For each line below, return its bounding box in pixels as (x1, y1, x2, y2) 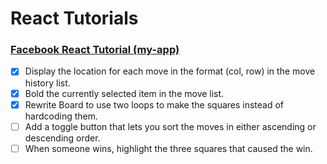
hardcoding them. (24, 110, 99, 122)
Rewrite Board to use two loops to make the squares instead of (24, 98, 285, 111)
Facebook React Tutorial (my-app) (10, 43, 180, 57)
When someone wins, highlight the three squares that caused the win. (24, 142, 313, 154)
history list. (24, 77, 71, 89)
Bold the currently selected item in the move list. (24, 87, 225, 99)
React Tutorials (10, 7, 139, 30)
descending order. (24, 132, 101, 144)
